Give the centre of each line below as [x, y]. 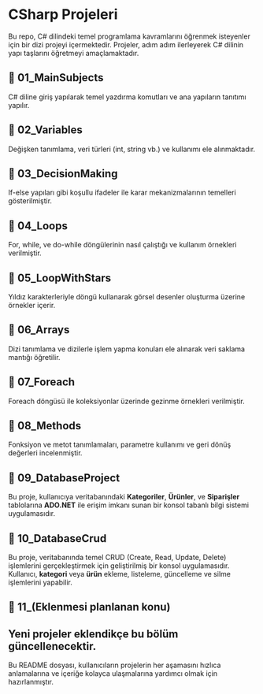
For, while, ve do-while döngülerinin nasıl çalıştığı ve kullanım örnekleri [122, 245]
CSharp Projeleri [63, 15]
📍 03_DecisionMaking [63, 174]
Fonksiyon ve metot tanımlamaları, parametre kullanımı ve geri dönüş [120, 445]
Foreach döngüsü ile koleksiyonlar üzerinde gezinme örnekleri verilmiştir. [127, 401]
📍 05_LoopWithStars [60, 278]
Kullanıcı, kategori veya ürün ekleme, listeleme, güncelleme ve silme [119, 574]
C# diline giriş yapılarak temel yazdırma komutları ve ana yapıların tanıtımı [127, 97]
